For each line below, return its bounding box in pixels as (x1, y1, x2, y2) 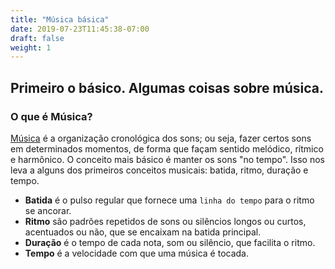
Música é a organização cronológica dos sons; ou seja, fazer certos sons (10, 132, 312, 144)
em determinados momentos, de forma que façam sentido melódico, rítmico (10, 142, 324, 155)
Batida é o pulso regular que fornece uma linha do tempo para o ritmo (24, 194, 315, 206)
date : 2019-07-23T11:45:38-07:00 (10, 24, 150, 34)
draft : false (10, 33, 65, 43)
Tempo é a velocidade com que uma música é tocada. (24, 247, 249, 259)
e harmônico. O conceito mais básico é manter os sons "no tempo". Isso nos (10, 153, 326, 165)
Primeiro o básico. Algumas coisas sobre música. (10, 79, 324, 96)
